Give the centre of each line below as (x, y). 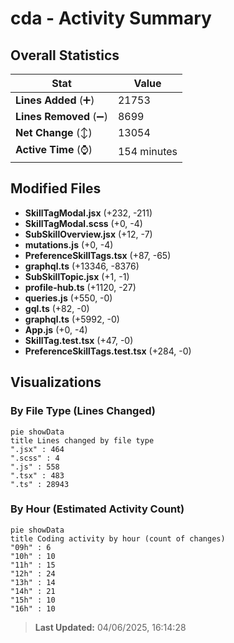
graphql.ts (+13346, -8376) (82, 266)
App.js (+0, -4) (56, 329)
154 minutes (147, 151)
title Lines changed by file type (82, 440)
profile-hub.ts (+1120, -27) (80, 287)
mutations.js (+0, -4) (69, 244)
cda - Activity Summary (111, 18)
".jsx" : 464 (37, 449)
